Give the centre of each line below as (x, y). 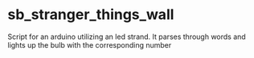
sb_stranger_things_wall (91, 15)
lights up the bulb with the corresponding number (90, 44)
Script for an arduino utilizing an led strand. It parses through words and (127, 37)
